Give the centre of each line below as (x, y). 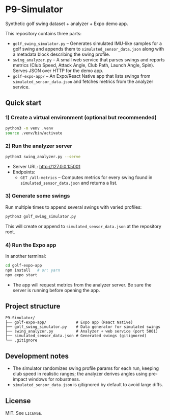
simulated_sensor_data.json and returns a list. (69, 183)
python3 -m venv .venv (29, 128)
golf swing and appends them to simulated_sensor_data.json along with (88, 49)
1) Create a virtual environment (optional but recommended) (81, 118)
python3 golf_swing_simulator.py (41, 216)
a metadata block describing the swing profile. (61, 54)
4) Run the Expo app (31, 245)
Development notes (37, 356)
